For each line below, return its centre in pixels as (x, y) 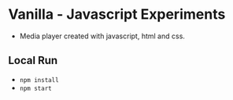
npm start (36, 88)
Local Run (33, 61)
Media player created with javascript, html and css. (102, 36)
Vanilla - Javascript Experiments (117, 14)
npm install (39, 80)
